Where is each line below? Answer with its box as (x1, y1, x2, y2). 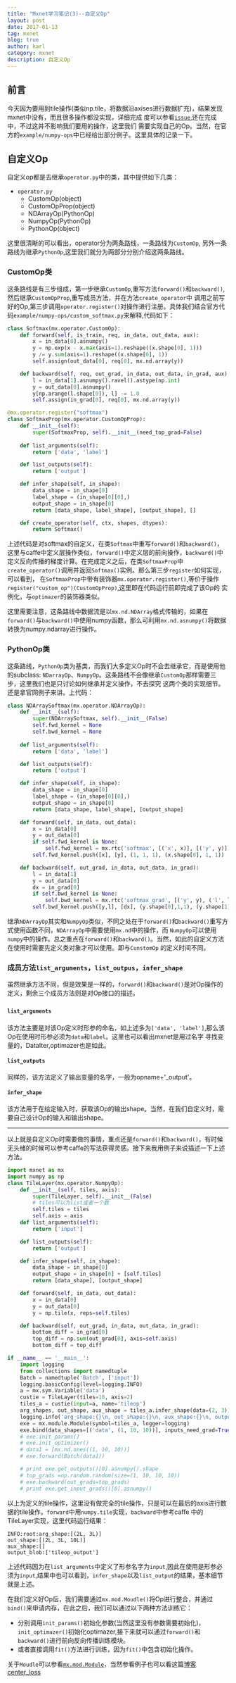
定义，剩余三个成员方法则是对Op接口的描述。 (7, 989, 136, 997)
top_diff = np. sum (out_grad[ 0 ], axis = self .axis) (32, 1335, 178, 1342)
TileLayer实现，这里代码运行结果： (7, 1516, 108, 1525)
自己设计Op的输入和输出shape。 (13, 1113, 105, 1122)
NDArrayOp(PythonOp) (27, 209, 95, 218)
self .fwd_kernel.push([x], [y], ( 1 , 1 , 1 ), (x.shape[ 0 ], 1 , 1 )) (32, 851, 225, 859)
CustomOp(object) (27, 194, 82, 203)
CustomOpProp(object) (27, 202, 96, 211)
